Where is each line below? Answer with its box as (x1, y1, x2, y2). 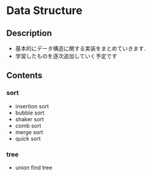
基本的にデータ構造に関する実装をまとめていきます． (15, 45, 150, 52)
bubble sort (15, 109, 45, 116)
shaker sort (15, 115, 44, 122)
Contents (6, 71, 43, 81)
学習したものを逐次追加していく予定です (15, 52, 117, 60)
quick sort (15, 135, 41, 142)
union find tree (15, 164, 53, 171)
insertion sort (15, 102, 49, 110)
